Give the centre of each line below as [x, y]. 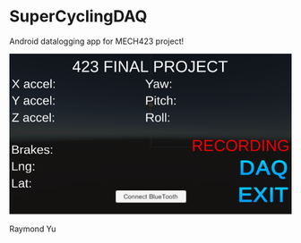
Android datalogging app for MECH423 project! [97, 41]
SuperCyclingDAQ [78, 17]
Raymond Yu [33, 229]
